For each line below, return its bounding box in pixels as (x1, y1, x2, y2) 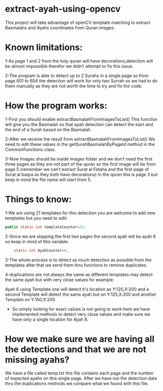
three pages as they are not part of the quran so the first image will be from (5, 161, 156, 167)
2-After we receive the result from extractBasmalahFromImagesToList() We (5, 136, 155, 142)
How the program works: (5, 100, 108, 111)
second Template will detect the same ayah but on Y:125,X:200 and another (5, 291, 157, 297)
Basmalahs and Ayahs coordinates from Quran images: (5, 24, 115, 30)
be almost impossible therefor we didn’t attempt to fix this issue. (5, 63, 134, 69)
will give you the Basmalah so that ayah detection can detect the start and (5, 121, 153, 127)
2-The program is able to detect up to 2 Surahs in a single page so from (5, 72, 148, 79)
